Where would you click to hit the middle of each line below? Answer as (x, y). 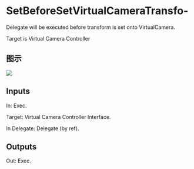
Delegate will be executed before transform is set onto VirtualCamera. (91, 27)
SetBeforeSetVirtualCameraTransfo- (97, 11)
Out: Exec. (19, 161)
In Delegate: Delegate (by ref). (43, 128)
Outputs (21, 146)
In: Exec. (16, 105)
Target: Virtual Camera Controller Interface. (58, 117)
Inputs (18, 92)
